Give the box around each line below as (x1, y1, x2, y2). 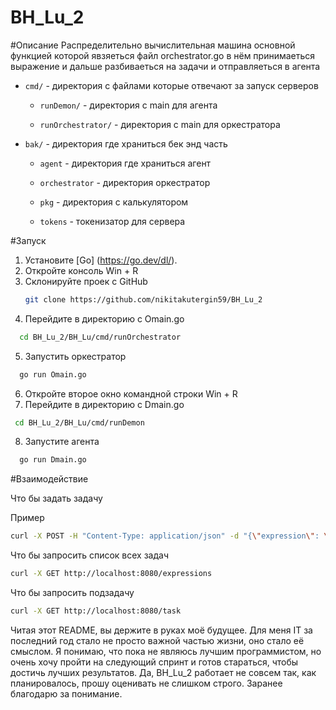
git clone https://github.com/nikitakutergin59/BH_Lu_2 (24, 294, 263, 305)
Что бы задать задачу (10, 492, 103, 505)
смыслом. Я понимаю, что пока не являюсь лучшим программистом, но (10, 645, 322, 657)
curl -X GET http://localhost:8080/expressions (10, 569, 213, 579)
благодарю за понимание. (10, 687, 123, 700)
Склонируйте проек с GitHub (24, 275, 148, 287)
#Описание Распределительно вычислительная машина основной (10, 39, 296, 51)
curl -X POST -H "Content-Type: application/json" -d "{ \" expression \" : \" (10, 531, 333, 541)
